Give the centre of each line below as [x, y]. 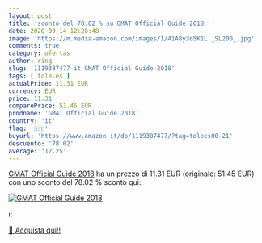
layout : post [30, 16]
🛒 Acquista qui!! [35, 230]
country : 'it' [32, 121]
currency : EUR [32, 91]
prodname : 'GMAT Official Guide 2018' [74, 114]
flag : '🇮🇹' [28, 128]
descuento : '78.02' [41, 143]
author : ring [30, 61]
